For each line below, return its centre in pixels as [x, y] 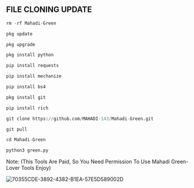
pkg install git [26, 97]
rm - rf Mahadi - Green [31, 23]
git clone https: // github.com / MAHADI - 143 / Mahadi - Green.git [80, 119]
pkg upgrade [21, 44]
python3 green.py [27, 150]
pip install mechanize [34, 76]
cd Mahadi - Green [26, 140]
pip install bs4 [26, 87]
